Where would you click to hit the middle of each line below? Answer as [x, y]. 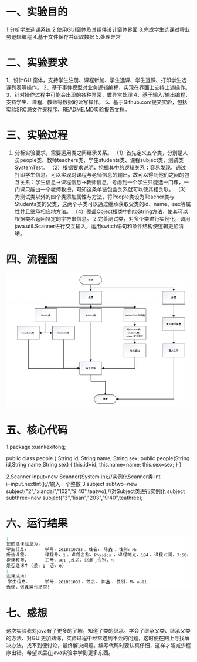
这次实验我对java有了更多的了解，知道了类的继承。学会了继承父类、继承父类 [98, 630]
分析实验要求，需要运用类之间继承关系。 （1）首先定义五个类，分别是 [98, 153]
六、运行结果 [37, 523]
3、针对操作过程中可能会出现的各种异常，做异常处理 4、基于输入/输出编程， [98, 94]
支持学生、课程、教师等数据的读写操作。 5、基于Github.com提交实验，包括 [97, 102]
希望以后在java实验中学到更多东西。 [70, 653]
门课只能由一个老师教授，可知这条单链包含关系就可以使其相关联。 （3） [102, 189]
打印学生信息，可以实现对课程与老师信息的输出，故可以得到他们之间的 [99, 174]
